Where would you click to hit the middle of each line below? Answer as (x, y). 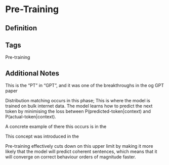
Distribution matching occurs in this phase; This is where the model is (78, 101)
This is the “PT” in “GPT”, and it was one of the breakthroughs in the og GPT (85, 86)
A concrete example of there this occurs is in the (56, 127)
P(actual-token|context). (31, 117)
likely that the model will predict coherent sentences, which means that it (81, 152)
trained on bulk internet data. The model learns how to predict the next (79, 106)
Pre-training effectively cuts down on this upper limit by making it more (79, 146)
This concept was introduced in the (42, 136)
